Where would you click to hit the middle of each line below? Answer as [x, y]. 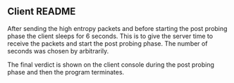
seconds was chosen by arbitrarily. [58, 51]
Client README [42, 12]
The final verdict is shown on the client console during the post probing [111, 64]
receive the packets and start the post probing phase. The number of [107, 43]
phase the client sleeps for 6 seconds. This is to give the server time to [110, 36]
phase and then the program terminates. [66, 72]
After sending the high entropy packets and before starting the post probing [117, 28]
